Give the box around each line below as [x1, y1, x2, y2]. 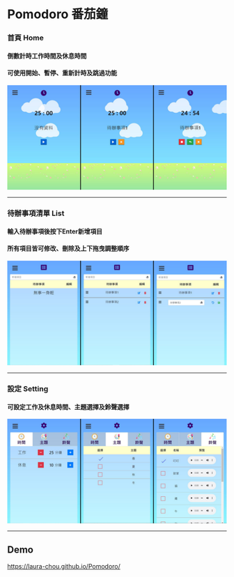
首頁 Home [7, 33, 44, 43]
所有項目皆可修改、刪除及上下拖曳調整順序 [7, 245, 130, 253]
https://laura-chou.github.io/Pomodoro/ [7, 562, 120, 571]
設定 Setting [7, 384, 49, 394]
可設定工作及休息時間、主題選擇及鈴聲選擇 [7, 402, 130, 411]
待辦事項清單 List [7, 208, 65, 218]
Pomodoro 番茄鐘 [7, 6, 109, 22]
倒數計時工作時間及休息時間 [7, 52, 87, 60]
